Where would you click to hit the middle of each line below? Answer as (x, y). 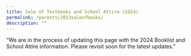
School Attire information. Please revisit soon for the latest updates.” (91, 46)
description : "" (27, 23)
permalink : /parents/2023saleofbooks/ (55, 17)
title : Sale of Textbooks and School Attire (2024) (72, 12)
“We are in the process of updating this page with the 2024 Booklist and (96, 40)
